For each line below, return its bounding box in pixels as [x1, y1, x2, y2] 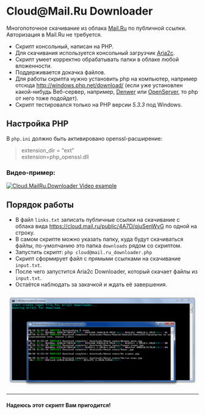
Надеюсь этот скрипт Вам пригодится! [6, 401, 111, 409]
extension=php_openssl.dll [21, 153, 89, 160]
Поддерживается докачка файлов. [15, 68, 106, 76]
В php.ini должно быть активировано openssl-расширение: [6, 135, 163, 142]
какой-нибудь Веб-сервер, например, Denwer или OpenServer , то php [15, 88, 198, 95]
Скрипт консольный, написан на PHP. [15, 43, 114, 50]
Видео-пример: [6, 168, 56, 177]
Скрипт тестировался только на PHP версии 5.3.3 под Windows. [15, 101, 182, 108]
